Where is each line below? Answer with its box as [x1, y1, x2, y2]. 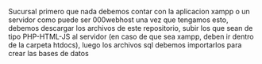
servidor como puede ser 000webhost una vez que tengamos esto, [8, 15, 229, 24]
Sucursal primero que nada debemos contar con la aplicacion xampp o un [8, 7, 250, 16]
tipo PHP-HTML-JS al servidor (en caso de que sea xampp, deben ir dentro [8, 32, 254, 41]
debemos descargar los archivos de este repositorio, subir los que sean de [8, 24, 253, 32]
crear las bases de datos [8, 49, 89, 58]
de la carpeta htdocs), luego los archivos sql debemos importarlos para [8, 40, 242, 50]
